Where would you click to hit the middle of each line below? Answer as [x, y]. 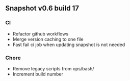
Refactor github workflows [41, 34]
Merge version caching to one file [48, 39]
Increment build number [38, 74]
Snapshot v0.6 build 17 [42, 8]
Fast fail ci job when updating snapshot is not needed [69, 45]
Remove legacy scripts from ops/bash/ [53, 68]
